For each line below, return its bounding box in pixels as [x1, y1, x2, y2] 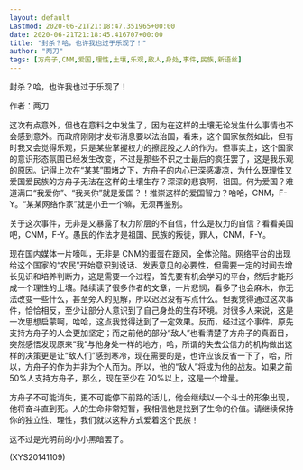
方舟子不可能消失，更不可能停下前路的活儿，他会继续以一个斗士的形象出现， [9, 392, 294, 402]
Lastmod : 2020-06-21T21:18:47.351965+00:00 [9, 22, 176, 31]
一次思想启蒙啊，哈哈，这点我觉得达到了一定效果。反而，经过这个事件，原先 [9, 316, 294, 326]
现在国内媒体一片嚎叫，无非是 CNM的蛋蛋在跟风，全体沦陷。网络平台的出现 [9, 249, 291, 258]
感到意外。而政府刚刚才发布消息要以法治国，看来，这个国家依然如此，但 [16, 131, 286, 141]
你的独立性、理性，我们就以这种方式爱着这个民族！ [9, 415, 199, 425]
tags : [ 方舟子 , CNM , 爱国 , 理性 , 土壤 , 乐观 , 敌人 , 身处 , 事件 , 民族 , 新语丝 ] [9, 55, 243, 64]
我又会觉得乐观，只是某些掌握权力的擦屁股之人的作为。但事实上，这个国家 [16, 142, 294, 153]
